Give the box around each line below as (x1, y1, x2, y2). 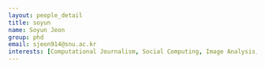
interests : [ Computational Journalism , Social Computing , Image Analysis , (8, 48, 259, 55)
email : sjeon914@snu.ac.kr (8, 41, 97, 48)
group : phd (8, 33, 44, 41)
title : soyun (8, 19, 51, 27)
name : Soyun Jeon (8, 26, 65, 34)
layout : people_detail (8, 11, 83, 20)
